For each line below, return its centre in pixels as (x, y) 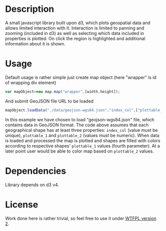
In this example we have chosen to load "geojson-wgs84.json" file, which (80, 119)
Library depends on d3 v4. (32, 185)
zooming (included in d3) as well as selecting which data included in (75, 33)
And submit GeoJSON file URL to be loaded (49, 101)
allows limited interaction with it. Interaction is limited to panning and (75, 28)
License (22, 205)
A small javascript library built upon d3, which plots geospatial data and (78, 23)
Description (30, 9)
